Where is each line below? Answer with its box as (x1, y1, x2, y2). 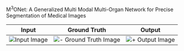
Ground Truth (67, 25, 106, 34)
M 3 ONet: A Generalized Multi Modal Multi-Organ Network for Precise (6, 5, 173, 13)
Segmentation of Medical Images (6, 12, 86, 19)
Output (140, 25, 160, 34)
